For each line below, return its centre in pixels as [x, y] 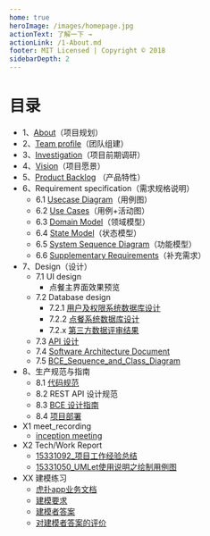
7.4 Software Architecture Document [103, 351]
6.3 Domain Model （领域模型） [92, 222]
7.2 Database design [73, 297]
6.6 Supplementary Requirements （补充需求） [121, 255]
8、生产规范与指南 [56, 371]
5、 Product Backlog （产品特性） [84, 177]
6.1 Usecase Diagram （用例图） [94, 199]
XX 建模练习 [44, 478]
